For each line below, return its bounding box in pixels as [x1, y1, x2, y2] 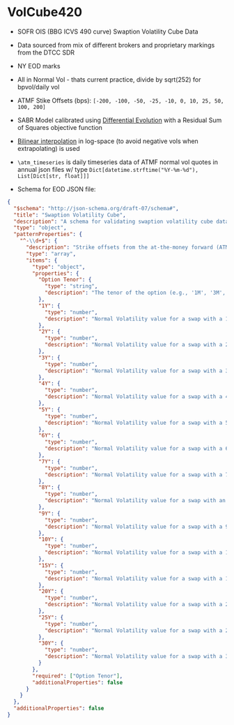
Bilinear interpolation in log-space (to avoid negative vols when [17, 137, 198, 145]
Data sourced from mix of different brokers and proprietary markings [17, 41, 215, 49]
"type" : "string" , [44, 283, 98, 290]
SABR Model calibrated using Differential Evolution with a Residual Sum [17, 116, 222, 124]
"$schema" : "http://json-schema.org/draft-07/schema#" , [13, 205, 179, 212]
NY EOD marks [17, 61, 61, 70]
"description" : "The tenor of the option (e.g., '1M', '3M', [44, 289, 226, 297]
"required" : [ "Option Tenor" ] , [32, 672, 123, 680]
